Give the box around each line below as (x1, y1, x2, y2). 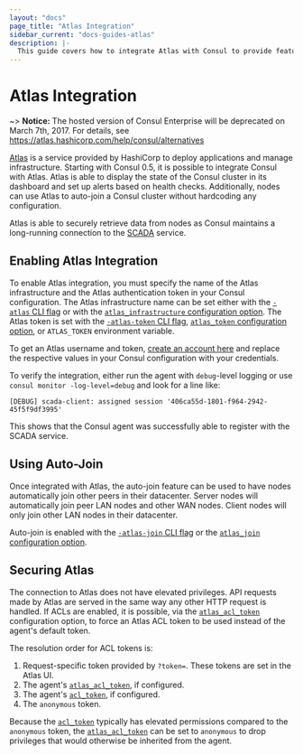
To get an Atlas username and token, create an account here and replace (9, 342, 280, 353)
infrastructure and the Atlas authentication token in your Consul (9, 286, 245, 298)
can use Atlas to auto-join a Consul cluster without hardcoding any (9, 191, 257, 201)
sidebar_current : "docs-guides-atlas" (9, 30, 155, 39)
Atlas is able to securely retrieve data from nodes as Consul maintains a (9, 218, 276, 228)
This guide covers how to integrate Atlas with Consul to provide (17, 47, 272, 56)
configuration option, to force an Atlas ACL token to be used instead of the (9, 615, 286, 626)
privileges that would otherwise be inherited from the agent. (9, 735, 233, 746)
